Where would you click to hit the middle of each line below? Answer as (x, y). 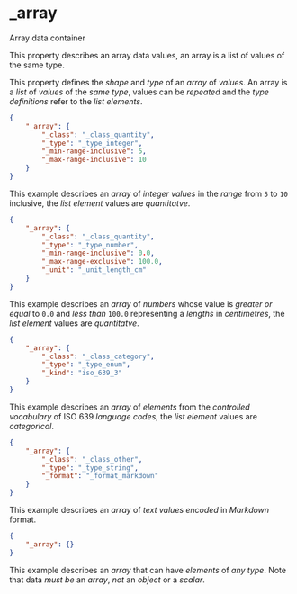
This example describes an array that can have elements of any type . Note (148, 570)
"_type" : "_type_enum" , (86, 364)
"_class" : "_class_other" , (92, 459)
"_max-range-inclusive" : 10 (94, 160)
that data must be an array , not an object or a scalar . (107, 580)
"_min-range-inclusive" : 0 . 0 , (98, 253)
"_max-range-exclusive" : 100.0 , (103, 262)
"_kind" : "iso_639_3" (82, 373)
